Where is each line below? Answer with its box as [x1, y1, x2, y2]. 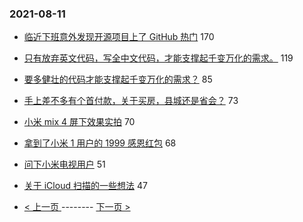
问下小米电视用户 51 [23, 158, 106, 171]
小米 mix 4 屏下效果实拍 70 [23, 116, 136, 128]
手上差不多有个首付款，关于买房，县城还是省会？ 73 [23, 95, 239, 107]
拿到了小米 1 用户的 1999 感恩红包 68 [23, 137, 177, 149]
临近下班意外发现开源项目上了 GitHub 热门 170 [23, 31, 215, 43]
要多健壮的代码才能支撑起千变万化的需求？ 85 [23, 73, 213, 86]
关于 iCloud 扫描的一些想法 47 [23, 180, 148, 192]
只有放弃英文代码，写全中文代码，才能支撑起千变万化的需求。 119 [23, 52, 294, 64]
